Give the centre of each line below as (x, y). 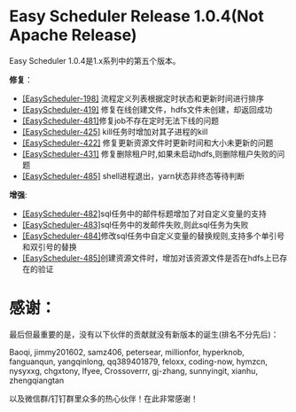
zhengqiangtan (37, 380)
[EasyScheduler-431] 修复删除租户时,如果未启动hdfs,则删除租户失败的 (149, 153)
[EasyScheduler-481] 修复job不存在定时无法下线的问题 (121, 120)
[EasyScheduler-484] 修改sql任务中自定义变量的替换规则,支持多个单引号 (153, 236)
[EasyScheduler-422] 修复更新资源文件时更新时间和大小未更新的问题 (148, 143)
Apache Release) (73, 35)
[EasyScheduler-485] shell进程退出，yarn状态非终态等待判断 (133, 175)
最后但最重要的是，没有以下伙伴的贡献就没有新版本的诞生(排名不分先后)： (144, 334)
